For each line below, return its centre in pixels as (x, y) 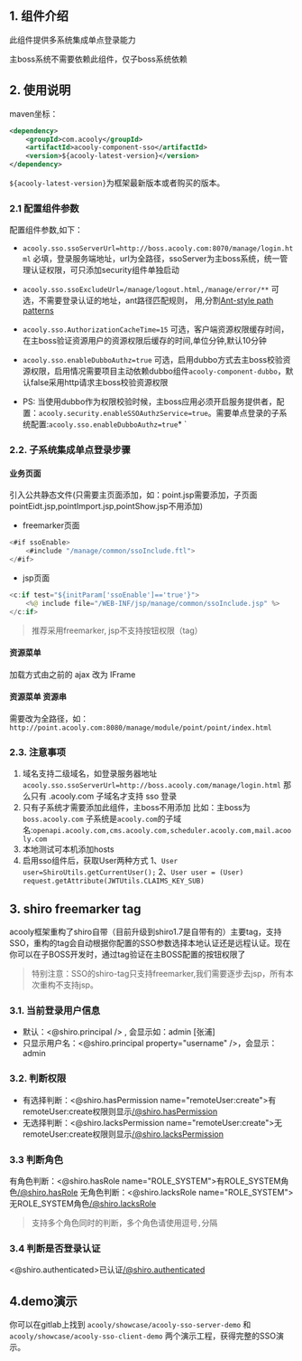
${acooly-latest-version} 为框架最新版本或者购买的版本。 (117, 183)
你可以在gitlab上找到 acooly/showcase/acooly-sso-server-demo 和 (130, 1325)
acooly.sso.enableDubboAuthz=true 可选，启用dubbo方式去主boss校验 (152, 360)
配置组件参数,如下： (46, 230)
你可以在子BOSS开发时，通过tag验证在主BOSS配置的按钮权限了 (128, 955)
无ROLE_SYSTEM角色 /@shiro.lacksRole (83, 1204)
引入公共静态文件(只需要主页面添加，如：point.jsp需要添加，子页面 (133, 495)
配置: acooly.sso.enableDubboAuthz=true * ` (109, 424)
